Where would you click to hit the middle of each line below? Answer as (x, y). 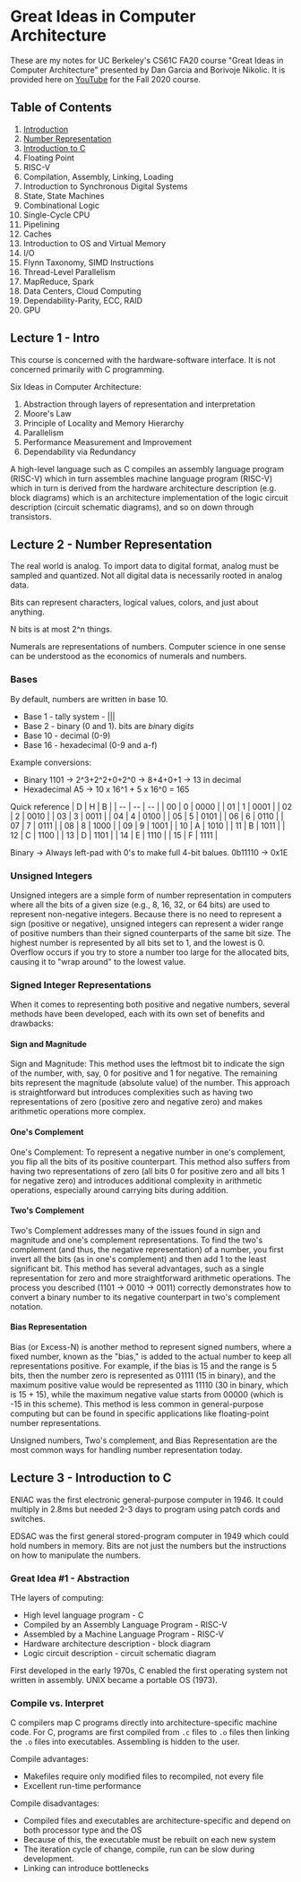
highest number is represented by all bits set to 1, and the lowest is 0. (138, 942)
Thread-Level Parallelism (69, 271)
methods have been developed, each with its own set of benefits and (138, 1014)
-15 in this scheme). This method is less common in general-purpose (137, 1405)
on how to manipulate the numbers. (76, 1555)
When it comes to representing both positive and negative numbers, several (150, 1004)
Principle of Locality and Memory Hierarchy (103, 423)
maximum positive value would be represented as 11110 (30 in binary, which (150, 1385)
